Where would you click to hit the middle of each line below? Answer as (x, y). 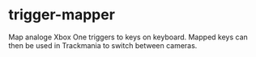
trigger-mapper (62, 15)
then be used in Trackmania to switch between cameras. (103, 45)
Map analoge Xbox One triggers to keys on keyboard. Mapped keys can (128, 37)
